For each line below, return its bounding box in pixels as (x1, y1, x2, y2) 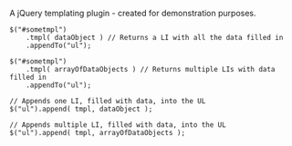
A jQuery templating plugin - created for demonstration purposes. (9, 8, 256, 18)
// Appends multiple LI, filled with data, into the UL (9, 121, 226, 130)
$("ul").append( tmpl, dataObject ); (9, 104, 153, 113)
